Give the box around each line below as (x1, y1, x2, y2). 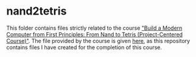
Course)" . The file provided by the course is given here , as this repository (6, 37, 191, 44)
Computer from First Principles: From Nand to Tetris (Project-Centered (6, 30, 183, 38)
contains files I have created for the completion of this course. (6, 44, 163, 51)
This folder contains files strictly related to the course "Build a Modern (6, 24, 183, 32)
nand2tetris (6, 4, 67, 18)
